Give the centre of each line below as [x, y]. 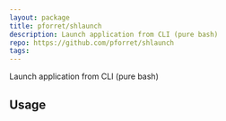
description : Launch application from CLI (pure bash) [114, 34]
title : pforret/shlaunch [56, 26]
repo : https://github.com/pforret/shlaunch [92, 43]
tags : [19, 51]
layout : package [39, 17]
